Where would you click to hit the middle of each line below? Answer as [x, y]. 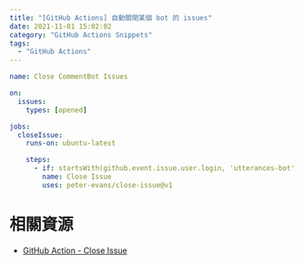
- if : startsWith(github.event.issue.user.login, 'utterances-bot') [166, 168]
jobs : [20, 127]
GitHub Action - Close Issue [75, 250]
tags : [20, 43]
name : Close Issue [77, 177]
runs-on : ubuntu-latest [71, 143]
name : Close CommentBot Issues [69, 77]
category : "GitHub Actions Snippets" [81, 35]
